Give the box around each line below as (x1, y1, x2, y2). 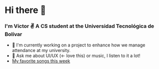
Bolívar (4, 31, 22, 38)
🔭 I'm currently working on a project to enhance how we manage (11, 42, 145, 48)
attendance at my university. (11, 47, 71, 53)
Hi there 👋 (4, 4, 46, 16)
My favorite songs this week (11, 58, 70, 64)
